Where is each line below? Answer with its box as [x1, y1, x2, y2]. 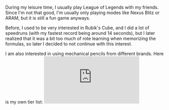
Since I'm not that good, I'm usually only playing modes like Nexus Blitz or [5, 10, 160, 16]
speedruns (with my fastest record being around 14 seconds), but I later [5, 30, 155, 36]
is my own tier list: [5, 99, 43, 105]
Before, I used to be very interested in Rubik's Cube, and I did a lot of [5, 25, 150, 31]
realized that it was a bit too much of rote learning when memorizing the [5, 35, 156, 41]
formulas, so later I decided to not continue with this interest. [5, 41, 132, 47]
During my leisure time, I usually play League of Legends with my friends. [5, 5, 159, 10]
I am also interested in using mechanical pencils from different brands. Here [5, 50, 164, 57]
